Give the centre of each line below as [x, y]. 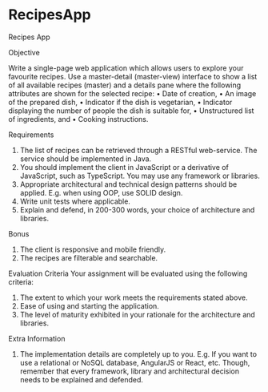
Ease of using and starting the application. [90, 305]
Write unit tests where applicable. [75, 201]
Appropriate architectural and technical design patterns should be [128, 184]
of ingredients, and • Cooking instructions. [78, 119]
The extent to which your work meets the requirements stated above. [134, 297]
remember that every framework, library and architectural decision [130, 371]
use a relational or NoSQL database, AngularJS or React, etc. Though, [135, 362]
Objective [24, 52]
